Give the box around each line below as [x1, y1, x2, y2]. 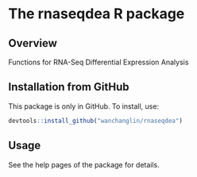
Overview [8, 37, 58, 50]
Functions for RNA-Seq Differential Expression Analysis [8, 57, 189, 67]
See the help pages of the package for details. [8, 160, 160, 169]
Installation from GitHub [8, 80, 129, 94]
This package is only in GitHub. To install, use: [8, 101, 160, 111]
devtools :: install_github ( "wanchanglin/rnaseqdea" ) [8, 117, 183, 125]
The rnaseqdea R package [8, 5, 185, 23]
